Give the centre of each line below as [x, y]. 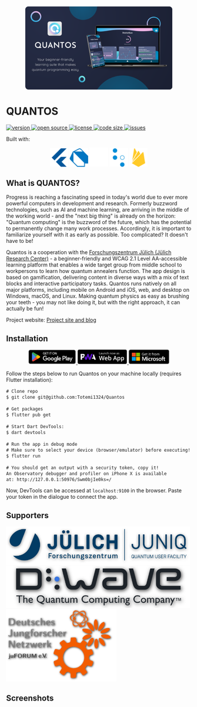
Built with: [18, 139]
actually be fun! [25, 309]
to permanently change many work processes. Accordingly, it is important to [99, 229]
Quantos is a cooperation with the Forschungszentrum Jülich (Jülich [89, 252]
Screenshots [30, 698]
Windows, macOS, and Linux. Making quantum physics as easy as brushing [98, 296]
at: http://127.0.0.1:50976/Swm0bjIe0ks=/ [59, 480]
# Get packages [25, 409]
